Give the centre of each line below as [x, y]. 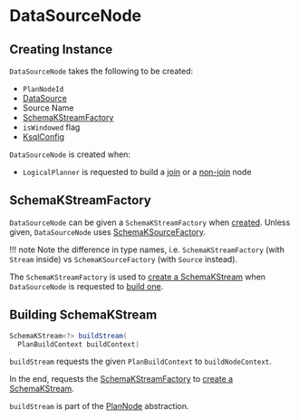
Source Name [48, 108]
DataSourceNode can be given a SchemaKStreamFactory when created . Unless [150, 222]
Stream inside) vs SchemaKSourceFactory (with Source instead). [124, 259]
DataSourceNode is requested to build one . [87, 286]
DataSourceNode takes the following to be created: [101, 71]
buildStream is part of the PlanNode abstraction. [99, 406]
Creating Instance [61, 49]
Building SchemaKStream [83, 315]
